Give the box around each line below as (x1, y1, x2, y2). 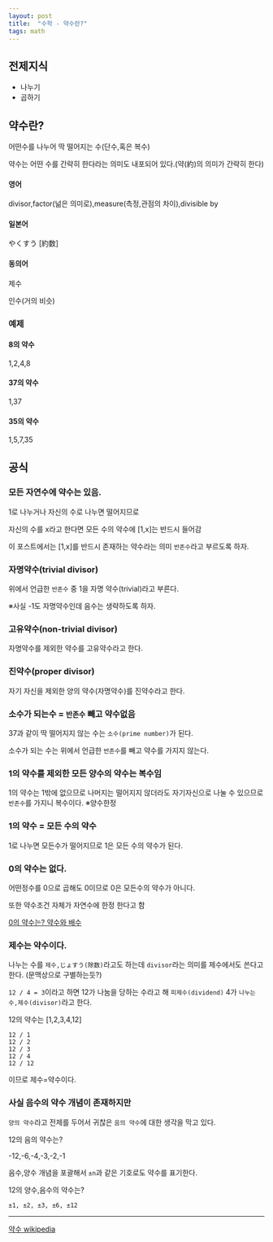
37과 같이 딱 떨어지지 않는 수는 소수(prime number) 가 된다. (8, 728, 193, 738)
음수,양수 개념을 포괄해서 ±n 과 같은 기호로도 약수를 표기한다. (8, 1167, 197, 1177)
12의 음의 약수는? (8, 1135, 63, 1144)
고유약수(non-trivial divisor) (8, 623, 118, 635)
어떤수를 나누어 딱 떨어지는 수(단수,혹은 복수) (8, 142, 150, 151)
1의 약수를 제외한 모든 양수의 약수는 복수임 (8, 768, 162, 779)
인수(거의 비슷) (8, 295, 55, 305)
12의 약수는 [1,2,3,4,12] (8, 1015, 82, 1025)
